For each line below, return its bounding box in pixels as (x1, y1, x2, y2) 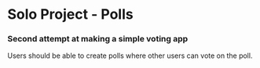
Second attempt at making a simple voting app (7, 34, 189, 45)
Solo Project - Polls (7, 5, 134, 23)
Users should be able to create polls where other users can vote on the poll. (7, 51, 253, 60)
